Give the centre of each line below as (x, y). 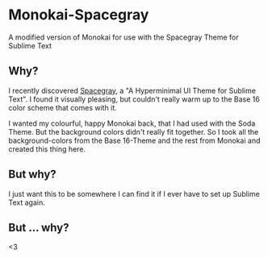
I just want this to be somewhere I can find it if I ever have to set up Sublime (134, 193)
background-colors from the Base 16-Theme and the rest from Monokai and (134, 140)
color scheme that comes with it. (63, 107)
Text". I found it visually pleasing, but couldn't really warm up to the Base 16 (134, 99)
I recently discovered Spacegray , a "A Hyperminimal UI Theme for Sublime (132, 90)
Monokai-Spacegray (79, 15)
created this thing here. (47, 149)
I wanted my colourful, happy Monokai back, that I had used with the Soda (132, 123)
